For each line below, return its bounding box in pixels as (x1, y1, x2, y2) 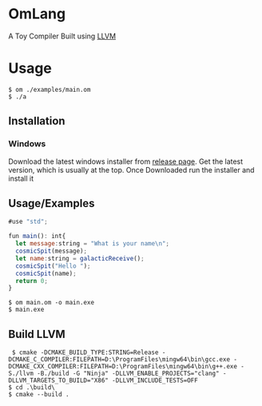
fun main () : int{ (8, 233, 66, 241)
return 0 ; (15, 277, 48, 285)
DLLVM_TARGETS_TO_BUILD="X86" (8, 376, 109, 384)
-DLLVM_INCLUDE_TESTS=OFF (111, 376, 198, 384)
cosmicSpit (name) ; (15, 269, 77, 277)
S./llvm (8, 369, 34, 378)
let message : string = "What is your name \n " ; (15, 240, 170, 248)
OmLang (8, 5, 66, 23)
